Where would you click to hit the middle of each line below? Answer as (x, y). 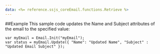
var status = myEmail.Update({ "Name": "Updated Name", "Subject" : (77, 42)
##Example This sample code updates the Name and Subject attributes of (80, 24)
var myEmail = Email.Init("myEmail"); (45, 38)
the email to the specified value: (37, 29)
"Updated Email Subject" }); (35, 46)
